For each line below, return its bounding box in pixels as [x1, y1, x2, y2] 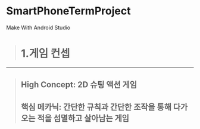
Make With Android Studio [6, 24, 70, 31]
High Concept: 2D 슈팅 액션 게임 [20, 79, 137, 90]
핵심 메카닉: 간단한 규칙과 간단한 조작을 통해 [20, 102, 171, 112]
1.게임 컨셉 [20, 47, 70, 60]
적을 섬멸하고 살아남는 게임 [37, 113, 130, 123]
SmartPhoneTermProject [6, 4, 131, 18]
